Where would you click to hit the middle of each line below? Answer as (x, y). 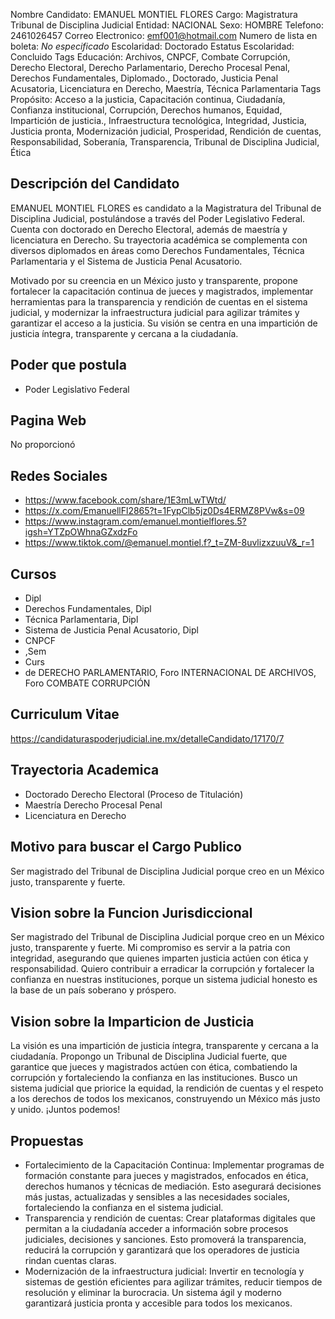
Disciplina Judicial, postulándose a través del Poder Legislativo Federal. (158, 218)
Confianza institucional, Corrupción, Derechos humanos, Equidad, (146, 110)
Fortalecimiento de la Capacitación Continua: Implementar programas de (174, 1165)
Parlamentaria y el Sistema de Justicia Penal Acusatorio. (126, 261)
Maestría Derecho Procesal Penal (93, 805)
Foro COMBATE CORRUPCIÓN (87, 683)
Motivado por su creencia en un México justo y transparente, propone (154, 280)
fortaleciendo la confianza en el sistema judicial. (124, 1207)
